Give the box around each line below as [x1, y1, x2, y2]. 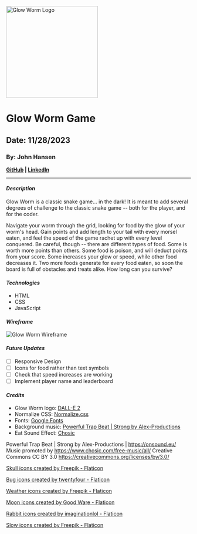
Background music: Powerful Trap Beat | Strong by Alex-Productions [14, 423, 181, 431]
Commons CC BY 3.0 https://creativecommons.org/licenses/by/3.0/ [6, 454, 169, 461]
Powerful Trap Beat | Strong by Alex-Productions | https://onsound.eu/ [6, 441, 176, 448]
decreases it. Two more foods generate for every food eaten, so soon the [6, 260, 184, 267]
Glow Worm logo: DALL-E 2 [14, 405, 81, 412]
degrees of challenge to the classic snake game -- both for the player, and [6, 204, 186, 211]
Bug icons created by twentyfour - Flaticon [6, 476, 110, 483]
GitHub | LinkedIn [6, 166, 50, 173]
